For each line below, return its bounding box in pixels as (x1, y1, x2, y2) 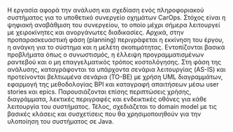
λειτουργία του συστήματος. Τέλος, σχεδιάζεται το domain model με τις (7, 103, 217, 110)
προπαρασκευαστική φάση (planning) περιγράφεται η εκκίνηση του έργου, (7, 36, 224, 44)
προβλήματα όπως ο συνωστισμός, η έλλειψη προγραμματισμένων (7, 50, 204, 59)
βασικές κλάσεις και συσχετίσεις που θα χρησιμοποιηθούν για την (7, 110, 202, 118)
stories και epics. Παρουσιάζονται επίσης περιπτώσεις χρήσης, (7, 87, 191, 96)
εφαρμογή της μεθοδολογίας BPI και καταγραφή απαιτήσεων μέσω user (7, 80, 219, 88)
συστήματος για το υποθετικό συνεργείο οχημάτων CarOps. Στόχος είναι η (7, 13, 226, 22)
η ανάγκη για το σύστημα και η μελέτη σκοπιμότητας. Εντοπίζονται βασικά (7, 43, 225, 51)
